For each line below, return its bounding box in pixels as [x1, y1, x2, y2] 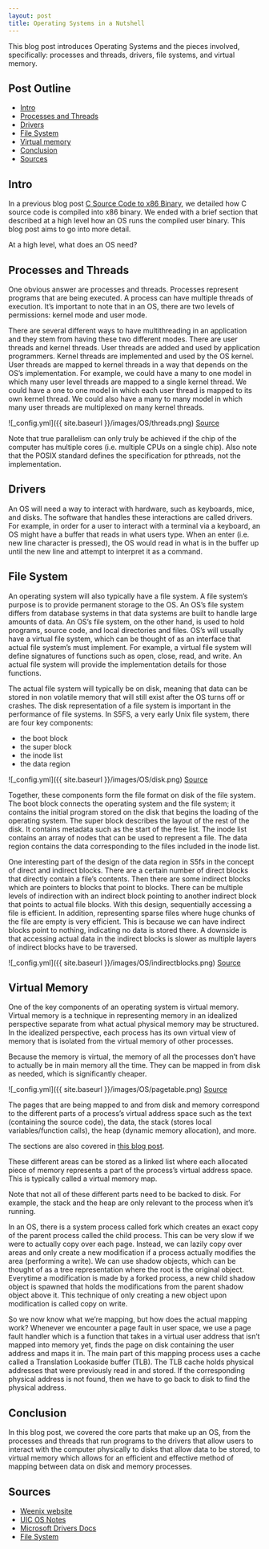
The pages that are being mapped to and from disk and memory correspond [8, 1100, 260, 1110]
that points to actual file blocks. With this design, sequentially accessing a [8, 899, 252, 909]
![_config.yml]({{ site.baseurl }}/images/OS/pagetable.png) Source [8, 1085, 228, 1094]
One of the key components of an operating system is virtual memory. [8, 1002, 239, 1012]
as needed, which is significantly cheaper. [8, 1069, 147, 1079]
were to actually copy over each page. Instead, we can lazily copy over [8, 1239, 243, 1249]
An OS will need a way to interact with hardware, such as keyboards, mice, [8, 504, 255, 513]
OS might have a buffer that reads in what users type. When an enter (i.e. [8, 529, 250, 539]
